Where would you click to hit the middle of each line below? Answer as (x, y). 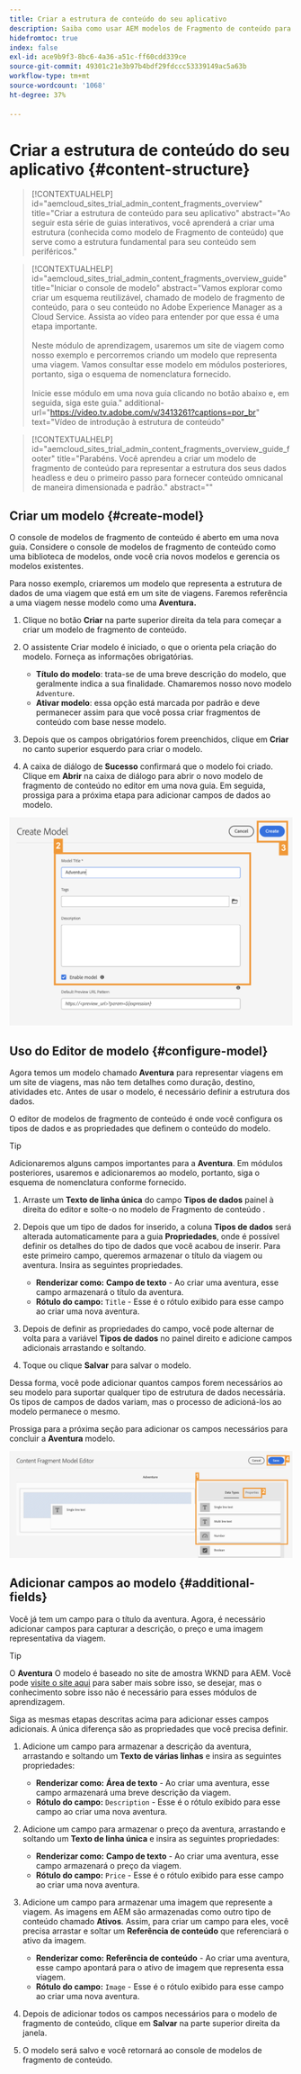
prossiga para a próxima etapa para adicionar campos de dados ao (146, 795)
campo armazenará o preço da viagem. (109, 1865)
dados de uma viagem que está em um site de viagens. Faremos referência (148, 593)
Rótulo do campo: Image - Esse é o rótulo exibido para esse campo (160, 1987)
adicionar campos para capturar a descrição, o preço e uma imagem (136, 1628)
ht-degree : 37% (38, 95)
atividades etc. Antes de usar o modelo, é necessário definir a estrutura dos (150, 1092)
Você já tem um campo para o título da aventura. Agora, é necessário (137, 1619)
